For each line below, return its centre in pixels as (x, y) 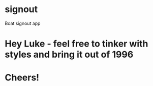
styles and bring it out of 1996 (69, 55)
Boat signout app (23, 23)
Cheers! (22, 78)
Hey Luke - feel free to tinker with (76, 44)
